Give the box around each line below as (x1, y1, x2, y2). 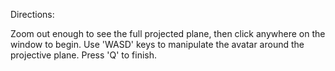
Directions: (10, 9, 55, 20)
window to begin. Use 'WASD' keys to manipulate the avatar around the (10, 39, 305, 50)
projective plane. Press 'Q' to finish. (10, 49, 158, 61)
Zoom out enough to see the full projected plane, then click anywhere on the (10, 28, 326, 39)
